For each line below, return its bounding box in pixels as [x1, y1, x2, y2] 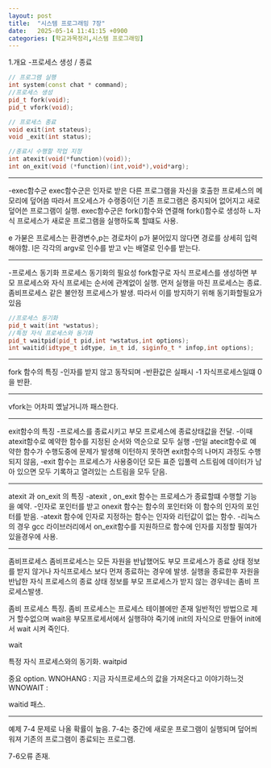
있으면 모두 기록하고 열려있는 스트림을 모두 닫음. [16, 467, 168, 476]
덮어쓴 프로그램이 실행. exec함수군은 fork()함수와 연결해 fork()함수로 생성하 [8, 205, 246, 215]
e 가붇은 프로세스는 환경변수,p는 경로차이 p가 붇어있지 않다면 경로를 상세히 [8, 233, 244, 243]
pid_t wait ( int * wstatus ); [8, 322, 99, 330]
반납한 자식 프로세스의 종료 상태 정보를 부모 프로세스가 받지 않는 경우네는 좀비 [8, 577, 252, 587]
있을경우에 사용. [8, 532, 59, 542]
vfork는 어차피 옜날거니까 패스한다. [8, 402, 119, 412]
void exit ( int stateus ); [8, 126, 92, 134]
